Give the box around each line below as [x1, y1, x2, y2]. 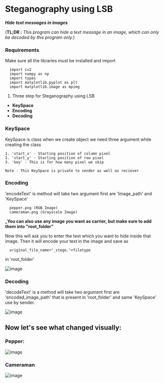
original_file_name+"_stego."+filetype [9, 248, 91, 253]
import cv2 [9, 67, 32, 72]
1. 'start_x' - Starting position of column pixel [5, 151, 111, 156]
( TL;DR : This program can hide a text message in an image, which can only [5, 29, 159, 35]
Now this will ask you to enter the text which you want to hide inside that [5, 233, 151, 239]
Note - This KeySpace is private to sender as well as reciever [5, 168, 139, 173]
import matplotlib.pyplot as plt [9, 80, 78, 85]
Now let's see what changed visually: [5, 323, 121, 332]
